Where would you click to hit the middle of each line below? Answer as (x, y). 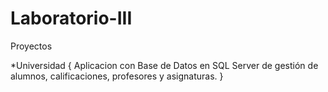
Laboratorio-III (71, 18)
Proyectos (31, 46)
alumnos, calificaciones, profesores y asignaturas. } (117, 76)
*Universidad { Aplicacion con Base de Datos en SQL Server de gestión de (164, 65)
